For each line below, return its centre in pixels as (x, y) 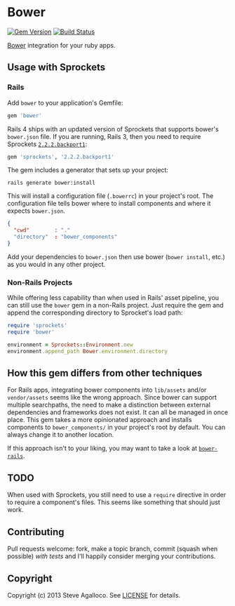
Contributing (36, 532)
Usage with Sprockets (56, 67)
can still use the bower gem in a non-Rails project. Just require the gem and (115, 305)
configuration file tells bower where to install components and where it (109, 204)
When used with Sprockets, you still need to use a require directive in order (117, 495)
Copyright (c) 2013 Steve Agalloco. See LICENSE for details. (94, 595)
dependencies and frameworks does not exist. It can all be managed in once (118, 412)
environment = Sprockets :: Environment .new (70, 345)
